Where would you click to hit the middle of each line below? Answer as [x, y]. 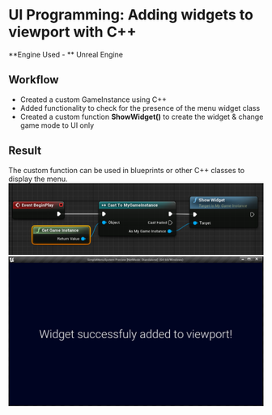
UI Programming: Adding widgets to [131, 15]
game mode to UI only [57, 125]
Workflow [34, 80]
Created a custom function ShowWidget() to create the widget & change [142, 116]
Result [25, 151]
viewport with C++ [72, 32]
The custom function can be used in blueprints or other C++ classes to [127, 170]
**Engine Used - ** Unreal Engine [66, 54]
